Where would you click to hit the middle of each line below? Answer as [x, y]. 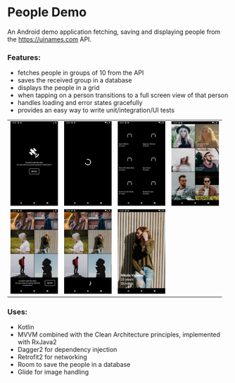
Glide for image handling [53, 372]
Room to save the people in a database [74, 365]
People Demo [47, 12]
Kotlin [26, 327]
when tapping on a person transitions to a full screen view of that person [123, 95]
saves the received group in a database [75, 80]
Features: [24, 57]
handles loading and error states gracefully [80, 103]
